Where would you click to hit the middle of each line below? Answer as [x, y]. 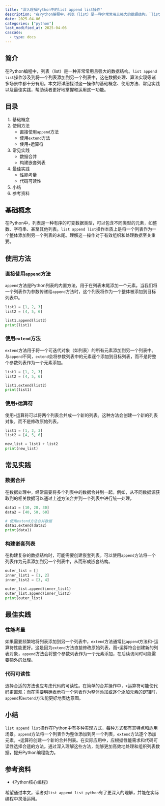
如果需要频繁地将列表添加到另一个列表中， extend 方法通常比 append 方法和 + [80, 642]
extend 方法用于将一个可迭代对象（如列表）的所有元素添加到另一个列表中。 [81, 350]
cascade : [14, 32]
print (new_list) [22, 449]
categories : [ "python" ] [29, 23]
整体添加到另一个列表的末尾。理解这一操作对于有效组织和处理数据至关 [80, 235]
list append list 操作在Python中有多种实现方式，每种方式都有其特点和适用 [82, 728]
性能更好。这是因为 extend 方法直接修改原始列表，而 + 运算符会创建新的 [84, 647]
